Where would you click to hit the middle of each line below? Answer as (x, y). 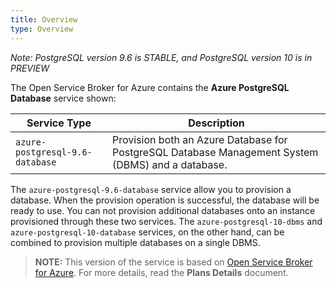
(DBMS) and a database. (170, 164)
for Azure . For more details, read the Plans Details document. (161, 272)
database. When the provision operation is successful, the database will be (165, 200)
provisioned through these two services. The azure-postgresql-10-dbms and (166, 221)
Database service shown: (63, 98)
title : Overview (44, 19)
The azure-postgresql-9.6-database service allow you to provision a (151, 189)
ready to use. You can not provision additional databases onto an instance (163, 210)
